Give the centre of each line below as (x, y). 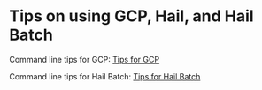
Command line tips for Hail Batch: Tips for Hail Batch (105, 76)
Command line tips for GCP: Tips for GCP (85, 59)
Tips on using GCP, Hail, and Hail (131, 16)
